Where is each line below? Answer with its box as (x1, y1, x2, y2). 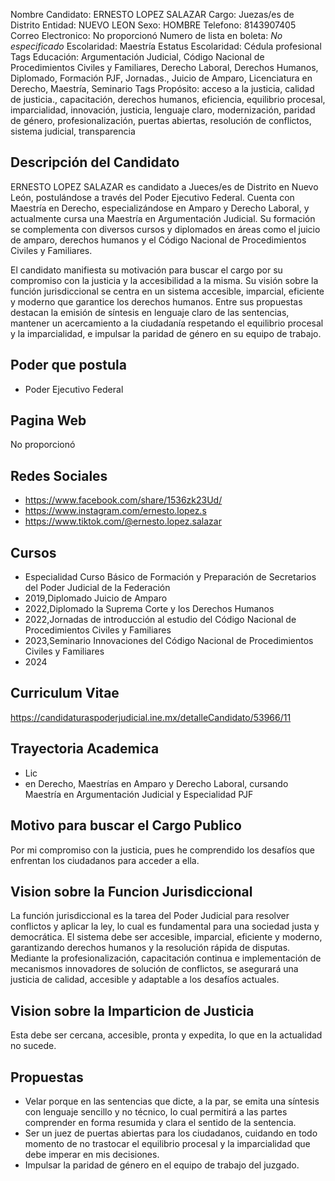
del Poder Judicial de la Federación (24, 582, 171, 594)
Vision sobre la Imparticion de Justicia (10, 1002, 255, 1019)
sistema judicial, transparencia (10, 125, 136, 137)
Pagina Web (10, 412, 87, 429)
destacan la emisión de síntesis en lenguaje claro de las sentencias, (10, 306, 290, 318)
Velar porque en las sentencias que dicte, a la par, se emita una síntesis (24, 1095, 320, 1107)
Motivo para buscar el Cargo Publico (10, 817, 242, 834)
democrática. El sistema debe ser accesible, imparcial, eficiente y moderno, (10, 931, 323, 943)
